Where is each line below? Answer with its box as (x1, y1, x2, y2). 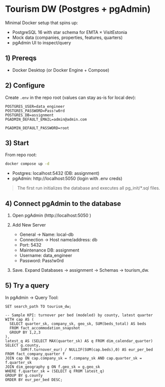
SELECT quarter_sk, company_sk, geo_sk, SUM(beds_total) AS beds (9, 321, 147, 326)
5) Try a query (5, 282, 49, 290)
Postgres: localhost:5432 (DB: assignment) (12, 170, 99, 176)
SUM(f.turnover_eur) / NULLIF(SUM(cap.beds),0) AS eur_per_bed (20, 347, 153, 352)
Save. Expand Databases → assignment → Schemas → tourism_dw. (12, 267, 149, 273)
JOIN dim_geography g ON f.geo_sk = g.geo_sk (5, 364, 100, 369)
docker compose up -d (5, 161, 50, 166)
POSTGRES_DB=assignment (5, 112, 54, 118)
